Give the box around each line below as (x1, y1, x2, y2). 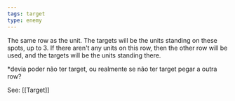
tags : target (7, 10, 46, 18)
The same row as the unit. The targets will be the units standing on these (7, 36, 217, 44)
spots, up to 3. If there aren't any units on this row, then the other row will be (7, 43, 228, 52)
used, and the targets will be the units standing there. (7, 50, 161, 60)
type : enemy (7, 17, 42, 24)
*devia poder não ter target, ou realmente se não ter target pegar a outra (7, 65, 217, 73)
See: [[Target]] (7, 86, 50, 94)
